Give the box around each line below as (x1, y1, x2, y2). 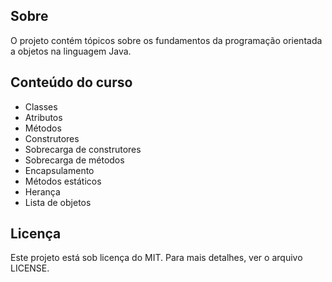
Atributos (24, 111, 63, 123)
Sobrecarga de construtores (24, 143, 142, 155)
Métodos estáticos (24, 175, 102, 187)
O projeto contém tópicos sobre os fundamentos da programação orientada (10, 34, 323, 46)
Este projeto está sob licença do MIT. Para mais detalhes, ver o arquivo (10, 252, 303, 264)
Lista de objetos (24, 196, 92, 208)
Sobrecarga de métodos (24, 154, 125, 166)
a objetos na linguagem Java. (10, 45, 132, 57)
